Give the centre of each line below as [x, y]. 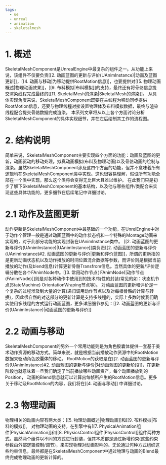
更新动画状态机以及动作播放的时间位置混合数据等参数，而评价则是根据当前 [85, 260]
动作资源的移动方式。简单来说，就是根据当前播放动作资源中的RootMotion [84, 352]
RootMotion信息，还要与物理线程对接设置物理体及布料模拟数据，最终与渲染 [82, 106]
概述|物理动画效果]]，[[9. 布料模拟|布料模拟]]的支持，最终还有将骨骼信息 [79, 88]
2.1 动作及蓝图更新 [42, 214]
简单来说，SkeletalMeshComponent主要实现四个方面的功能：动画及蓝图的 [81, 155]
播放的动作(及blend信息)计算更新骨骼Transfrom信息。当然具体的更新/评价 [80, 266]
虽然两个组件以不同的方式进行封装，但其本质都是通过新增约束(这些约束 [86, 438]
